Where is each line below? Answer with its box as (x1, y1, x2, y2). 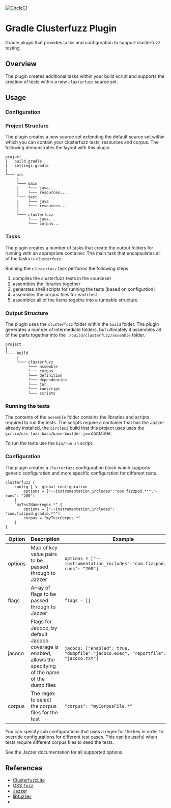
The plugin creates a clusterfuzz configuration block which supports (5, 464, 151, 470)
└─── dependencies (27, 377, 67, 382)
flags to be (31, 591, 56, 598)
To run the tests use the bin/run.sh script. (5, 440, 94, 447)
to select (31, 696, 52, 703)
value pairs (31, 550, 58, 558)
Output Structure (5, 310, 48, 317)
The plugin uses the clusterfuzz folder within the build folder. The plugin (5, 321, 159, 327)
